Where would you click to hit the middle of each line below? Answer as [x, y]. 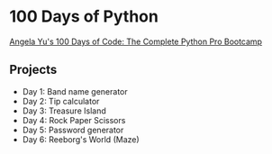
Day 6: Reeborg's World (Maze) [81, 139]
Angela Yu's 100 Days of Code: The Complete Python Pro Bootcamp [136, 41]
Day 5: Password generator [73, 130]
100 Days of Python [84, 17]
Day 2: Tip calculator [61, 101]
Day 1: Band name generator [75, 91]
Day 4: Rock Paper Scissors [74, 120]
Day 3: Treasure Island [64, 111]
